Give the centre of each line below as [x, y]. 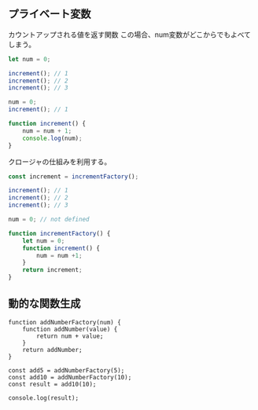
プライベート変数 [50, 14]
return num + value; [70, 336]
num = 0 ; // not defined [49, 220]
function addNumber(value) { [70, 329]
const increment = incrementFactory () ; [74, 176]
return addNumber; [52, 350]
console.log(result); [44, 398]
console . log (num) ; [52, 138]
